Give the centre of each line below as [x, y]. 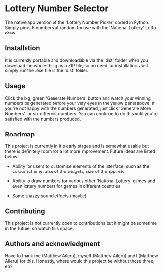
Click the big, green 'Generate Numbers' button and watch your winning [78, 98]
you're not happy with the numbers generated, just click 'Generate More [78, 108]
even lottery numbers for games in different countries [66, 186]
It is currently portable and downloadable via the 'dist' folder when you [77, 60]
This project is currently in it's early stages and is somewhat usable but [77, 146]
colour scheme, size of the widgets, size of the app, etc [68, 171]
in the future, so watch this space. [40, 228]
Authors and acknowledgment [53, 244]
